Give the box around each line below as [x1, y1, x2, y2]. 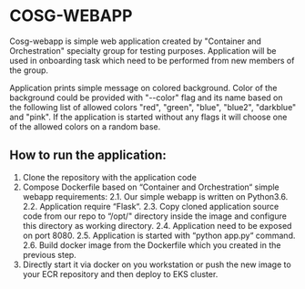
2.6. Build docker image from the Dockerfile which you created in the [22, 239, 281, 251]
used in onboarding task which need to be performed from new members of [9, 55, 295, 66]
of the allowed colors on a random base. [9, 120, 161, 132]
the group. [9, 65, 48, 76]
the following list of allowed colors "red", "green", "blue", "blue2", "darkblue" [9, 101, 297, 112]
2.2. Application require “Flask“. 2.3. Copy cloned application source [22, 201, 280, 212]
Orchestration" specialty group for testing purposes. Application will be [9, 45, 277, 56]
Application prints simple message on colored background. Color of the [9, 82, 278, 93]
